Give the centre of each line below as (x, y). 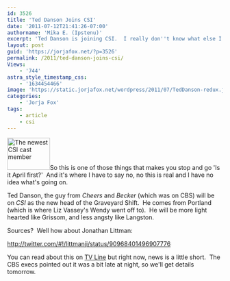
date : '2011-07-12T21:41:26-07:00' (58, 26)
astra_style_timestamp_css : (47, 77)
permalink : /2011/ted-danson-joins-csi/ (66, 58)
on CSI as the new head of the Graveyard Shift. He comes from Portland (110, 202)
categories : (24, 97)
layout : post (26, 45)
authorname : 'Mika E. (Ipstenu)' (55, 33)
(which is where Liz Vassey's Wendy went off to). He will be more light (107, 210)
